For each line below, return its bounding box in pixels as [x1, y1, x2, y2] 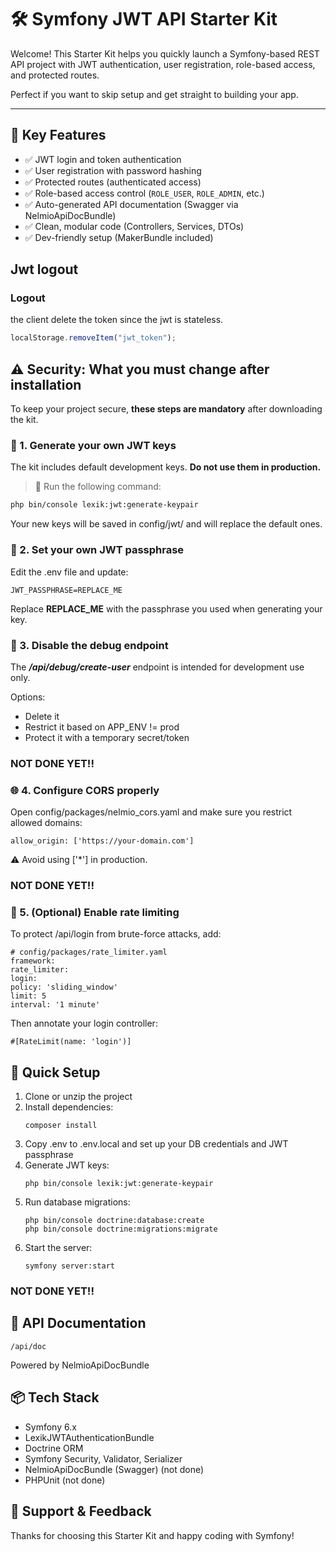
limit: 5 [10, 991, 47, 1001]
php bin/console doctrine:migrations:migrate [24, 1224, 218, 1235]
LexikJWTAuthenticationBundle [24, 1431, 155, 1443]
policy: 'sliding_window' [10, 982, 118, 993]
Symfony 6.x [24, 1421, 77, 1433]
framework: [10, 956, 56, 966]
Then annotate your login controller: [10, 1017, 158, 1030]
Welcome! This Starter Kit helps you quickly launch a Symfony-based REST [10, 47, 320, 60]
